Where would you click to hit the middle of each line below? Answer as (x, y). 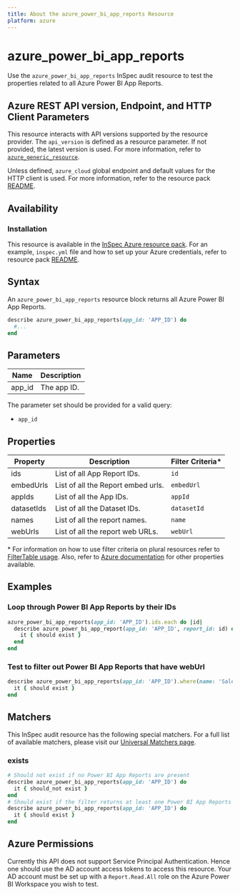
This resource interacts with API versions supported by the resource (108, 134)
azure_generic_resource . (44, 157)
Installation (27, 229)
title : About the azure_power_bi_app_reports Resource (91, 14)
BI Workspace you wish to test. (53, 884)
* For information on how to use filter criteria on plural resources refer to (114, 549)
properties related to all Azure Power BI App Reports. (85, 84)
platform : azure (31, 21)
